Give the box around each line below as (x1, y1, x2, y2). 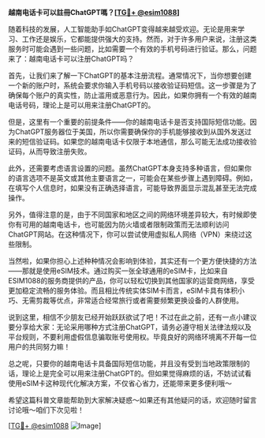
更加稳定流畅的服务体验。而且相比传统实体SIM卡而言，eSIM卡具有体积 (8, 286, 238, 295)
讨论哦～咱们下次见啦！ (8, 406, 84, 414)
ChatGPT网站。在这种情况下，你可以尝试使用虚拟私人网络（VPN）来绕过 (8, 230, 246, 239)
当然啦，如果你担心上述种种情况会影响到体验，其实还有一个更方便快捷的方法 (8, 256, 257, 265)
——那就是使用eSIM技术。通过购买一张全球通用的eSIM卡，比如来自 (8, 266, 229, 275)
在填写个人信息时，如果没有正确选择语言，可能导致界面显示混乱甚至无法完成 (8, 183, 257, 193)
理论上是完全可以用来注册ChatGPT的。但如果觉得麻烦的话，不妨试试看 (21, 369, 252, 378)
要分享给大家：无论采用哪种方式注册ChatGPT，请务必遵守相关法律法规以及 (8, 323, 252, 331)
